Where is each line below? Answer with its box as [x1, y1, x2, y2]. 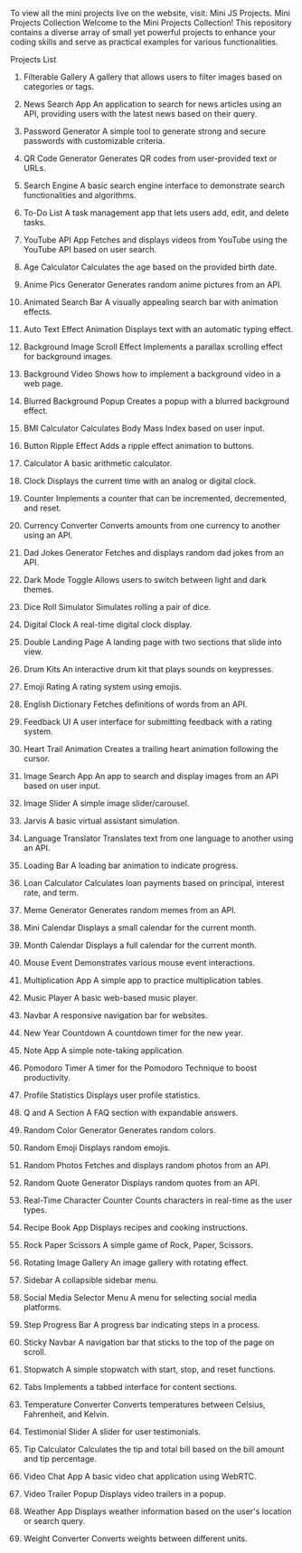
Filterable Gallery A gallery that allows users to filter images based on [23, 71, 283, 82]
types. [23, 1205, 48, 1215]
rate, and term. [23, 887, 80, 898]
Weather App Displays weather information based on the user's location [23, 1506, 292, 1517]
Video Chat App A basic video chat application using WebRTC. [23, 1471, 257, 1482]
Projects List [10, 54, 57, 64]
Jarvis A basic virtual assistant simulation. [23, 815, 180, 826]
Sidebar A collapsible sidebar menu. [23, 1275, 159, 1285]
